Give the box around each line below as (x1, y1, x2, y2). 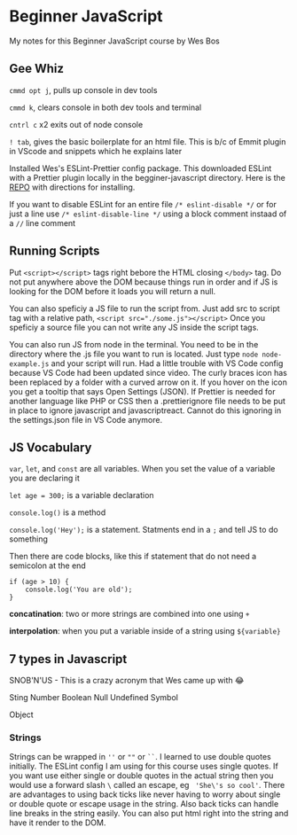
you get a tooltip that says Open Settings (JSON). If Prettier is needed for (9, 386, 276, 396)
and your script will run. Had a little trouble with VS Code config (51, 357, 284, 369)
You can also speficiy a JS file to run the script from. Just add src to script (9, 303, 281, 314)
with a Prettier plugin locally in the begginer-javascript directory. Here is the (9, 172, 285, 183)
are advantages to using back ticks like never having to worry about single (9, 789, 281, 800)
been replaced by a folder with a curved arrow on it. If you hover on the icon (9, 377, 288, 387)
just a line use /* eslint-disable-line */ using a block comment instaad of (9, 208, 287, 219)
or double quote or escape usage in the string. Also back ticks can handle (9, 799, 279, 809)
